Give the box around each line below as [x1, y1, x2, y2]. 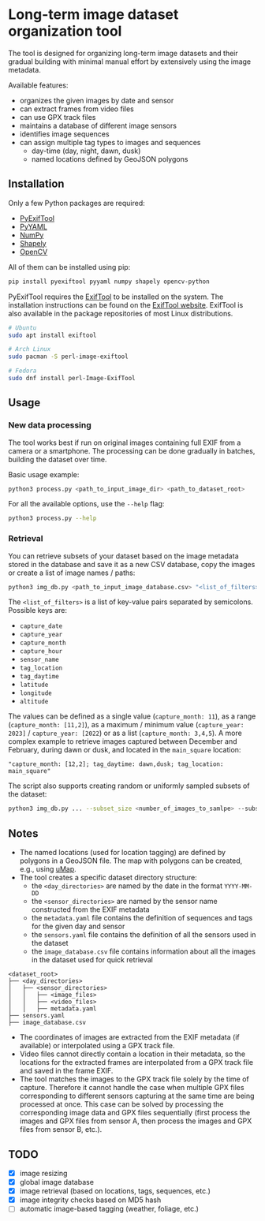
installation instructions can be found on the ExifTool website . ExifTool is [8, 300, 244, 309]
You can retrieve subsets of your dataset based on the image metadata [8, 551, 239, 561]
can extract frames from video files [19, 104, 134, 114]
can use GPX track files [19, 112, 96, 121]
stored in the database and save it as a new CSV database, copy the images [8, 559, 256, 569]
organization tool [8, 22, 122, 40]
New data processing [8, 420, 92, 431]
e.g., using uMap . [19, 864, 77, 874]
